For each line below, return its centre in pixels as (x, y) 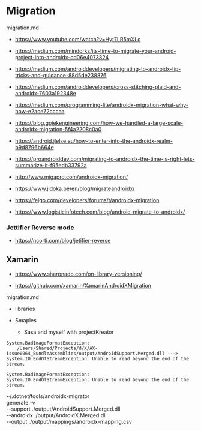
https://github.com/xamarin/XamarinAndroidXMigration (83, 286)
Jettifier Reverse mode (40, 228)
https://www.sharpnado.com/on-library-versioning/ (78, 274)
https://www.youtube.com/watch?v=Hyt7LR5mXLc (78, 39)
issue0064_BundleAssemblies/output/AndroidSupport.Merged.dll (85, 354)
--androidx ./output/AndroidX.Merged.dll (56, 415)
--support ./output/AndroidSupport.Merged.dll (63, 409)
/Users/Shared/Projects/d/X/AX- (57, 348)
